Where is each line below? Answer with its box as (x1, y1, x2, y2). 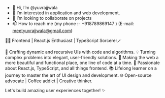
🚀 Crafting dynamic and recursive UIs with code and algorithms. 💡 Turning (5, 49, 156, 55)
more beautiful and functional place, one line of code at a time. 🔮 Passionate (5, 60, 160, 65)
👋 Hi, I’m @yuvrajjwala (12, 5, 58, 10)
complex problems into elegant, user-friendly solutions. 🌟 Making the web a (5, 55, 159, 60)
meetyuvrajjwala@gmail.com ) (12, 28, 73, 33)
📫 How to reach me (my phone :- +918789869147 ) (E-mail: (12, 21, 134, 27)
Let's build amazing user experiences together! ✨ (5, 88, 106, 93)
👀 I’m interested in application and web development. (12, 10, 120, 16)
